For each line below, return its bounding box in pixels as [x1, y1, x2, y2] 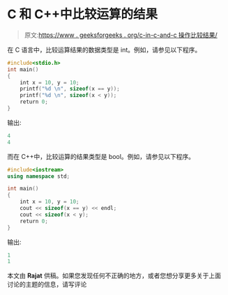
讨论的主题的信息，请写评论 [7, 280, 87, 289]
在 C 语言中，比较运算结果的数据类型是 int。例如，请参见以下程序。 [7, 45, 202, 54]
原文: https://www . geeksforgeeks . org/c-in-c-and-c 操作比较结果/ [24, 31, 218, 39]
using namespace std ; [7, 172, 70, 180]
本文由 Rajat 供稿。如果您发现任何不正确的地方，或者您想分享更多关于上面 [7, 271, 222, 280]
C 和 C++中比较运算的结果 [7, 6, 158, 22]
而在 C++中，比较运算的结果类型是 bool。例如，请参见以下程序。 [7, 152, 195, 160]
